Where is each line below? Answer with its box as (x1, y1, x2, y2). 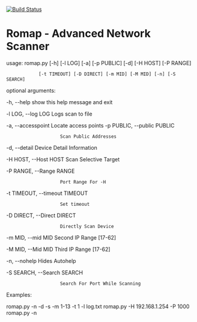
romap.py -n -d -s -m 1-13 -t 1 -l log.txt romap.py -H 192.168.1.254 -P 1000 (6, 303, 190, 310)
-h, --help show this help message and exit (6, 98, 113, 105)
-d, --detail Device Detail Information (6, 144, 98, 151)
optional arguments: (6, 87, 56, 94)
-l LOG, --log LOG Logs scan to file (6, 110, 92, 117)
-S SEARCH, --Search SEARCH (6, 268, 83, 276)
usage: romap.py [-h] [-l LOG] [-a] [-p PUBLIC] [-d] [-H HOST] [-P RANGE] (6, 59, 192, 66)
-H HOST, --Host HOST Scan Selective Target (6, 155, 120, 163)
